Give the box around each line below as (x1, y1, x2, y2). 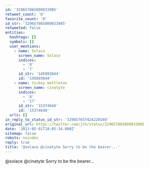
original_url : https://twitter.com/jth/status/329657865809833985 (5, 122, 145, 127)
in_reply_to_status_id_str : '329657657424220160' (5, 117, 110, 122)
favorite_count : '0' (5, 16, 48, 21)
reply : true (5, 140, 30, 145)
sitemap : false (5, 131, 37, 136)
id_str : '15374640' (18, 103, 58, 108)
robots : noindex (5, 135, 38, 140)
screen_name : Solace (18, 53, 61, 58)
